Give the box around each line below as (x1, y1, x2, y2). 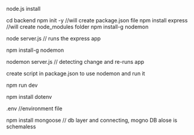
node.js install (6, 5, 41, 12)
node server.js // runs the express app (6, 35, 101, 42)
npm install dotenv (6, 93, 52, 100)
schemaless (6, 123, 36, 130)
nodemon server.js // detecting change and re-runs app (6, 58, 145, 65)
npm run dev (6, 81, 38, 89)
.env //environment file (6, 105, 63, 112)
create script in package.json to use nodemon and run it (6, 70, 146, 77)
